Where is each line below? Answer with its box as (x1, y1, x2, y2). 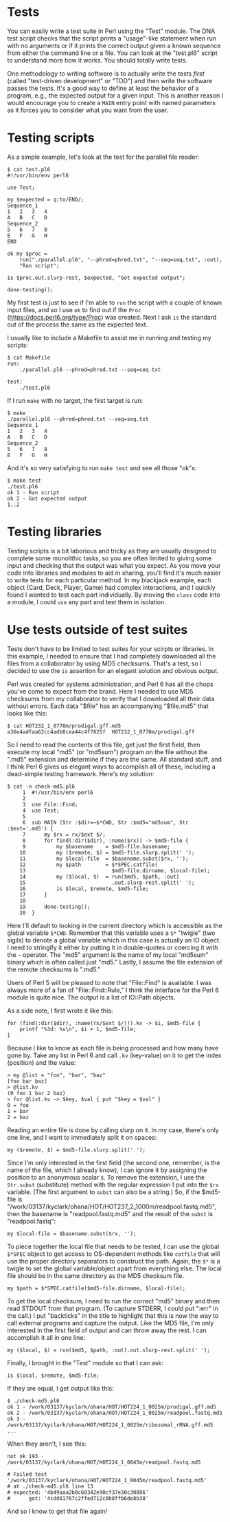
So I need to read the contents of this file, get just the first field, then (7, 740, 200, 749)
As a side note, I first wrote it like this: (7, 1006, 113, 1015)
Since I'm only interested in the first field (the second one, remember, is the (7, 1158, 221, 1167)
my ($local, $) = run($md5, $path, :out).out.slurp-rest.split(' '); (7, 1347, 211, 1354)
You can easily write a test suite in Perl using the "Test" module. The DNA (7, 27, 216, 35)
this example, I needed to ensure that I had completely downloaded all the (7, 652, 216, 660)
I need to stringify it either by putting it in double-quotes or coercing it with (7, 943, 218, 951)
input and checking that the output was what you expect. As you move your (7, 561, 221, 569)
